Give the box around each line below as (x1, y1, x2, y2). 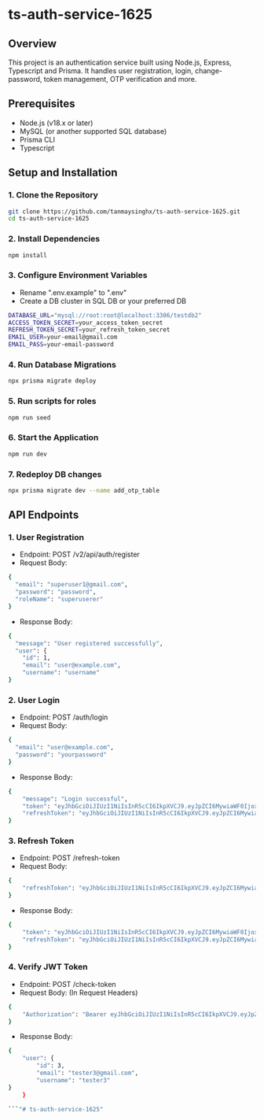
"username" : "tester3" (36, 1076, 111, 1084)
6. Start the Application (8, 432, 99, 443)
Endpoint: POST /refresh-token (19, 853, 120, 863)
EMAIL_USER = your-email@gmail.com (8, 333, 118, 342)
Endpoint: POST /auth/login (19, 712, 108, 722)
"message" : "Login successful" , (22, 795, 128, 803)
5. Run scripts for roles (8, 396, 97, 407)
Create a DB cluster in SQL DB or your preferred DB (19, 296, 187, 305)
